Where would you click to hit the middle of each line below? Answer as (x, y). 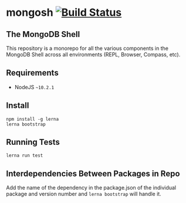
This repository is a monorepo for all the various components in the (87, 48)
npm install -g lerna (33, 119)
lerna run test (25, 155)
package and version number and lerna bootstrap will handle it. (84, 194)
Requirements (32, 73)
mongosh (30, 13)
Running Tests (33, 142)
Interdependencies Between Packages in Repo (93, 173)
